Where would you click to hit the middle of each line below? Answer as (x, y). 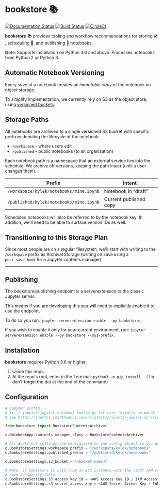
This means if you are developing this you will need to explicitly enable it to (80, 306)
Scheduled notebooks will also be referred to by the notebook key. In (74, 217)
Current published (125, 199)
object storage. (20, 90)
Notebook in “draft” (126, 191)
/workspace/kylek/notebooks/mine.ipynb (53, 191)
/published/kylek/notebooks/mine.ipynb (53, 202)
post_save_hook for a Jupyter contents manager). (54, 260)
